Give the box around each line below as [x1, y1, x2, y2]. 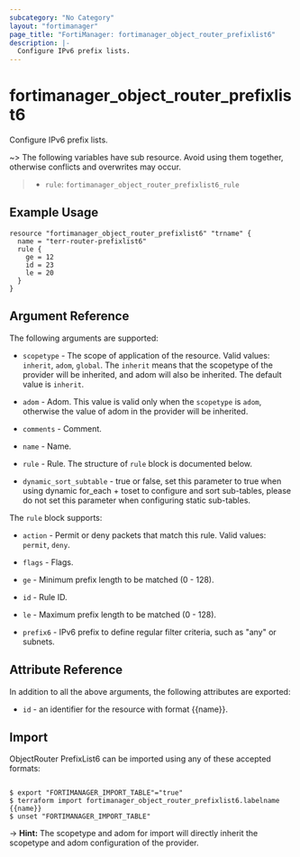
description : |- [9, 38, 70, 48]
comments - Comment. [22, 423, 102, 433]
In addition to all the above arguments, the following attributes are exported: [9, 686, 291, 697]
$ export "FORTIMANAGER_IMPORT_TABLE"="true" [9, 789, 183, 798]
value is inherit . [22, 378, 85, 389]
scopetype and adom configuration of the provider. [9, 837, 200, 848]
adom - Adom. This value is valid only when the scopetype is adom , [22, 396, 262, 406]
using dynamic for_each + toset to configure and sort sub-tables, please [22, 485, 291, 496]
